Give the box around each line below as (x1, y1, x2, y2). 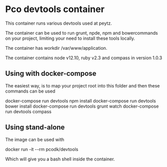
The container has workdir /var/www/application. (5, 45, 107, 51)
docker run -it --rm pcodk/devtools (5, 146, 79, 152)
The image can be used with (5, 136, 65, 142)
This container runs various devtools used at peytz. (5, 20, 112, 26)
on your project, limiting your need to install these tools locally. (5, 35, 135, 41)
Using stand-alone (5, 123, 65, 132)
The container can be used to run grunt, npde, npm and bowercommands (5, 30, 158, 36)
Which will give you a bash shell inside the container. (5, 156, 115, 162)
